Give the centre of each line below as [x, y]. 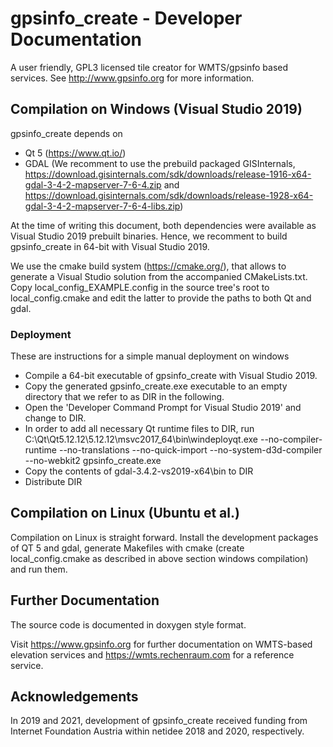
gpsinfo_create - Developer [126, 18]
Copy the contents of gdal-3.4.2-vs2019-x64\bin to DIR [139, 471]
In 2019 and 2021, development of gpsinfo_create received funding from [159, 721]
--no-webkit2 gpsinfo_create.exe [93, 461]
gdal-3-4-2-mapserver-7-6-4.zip [93, 184]
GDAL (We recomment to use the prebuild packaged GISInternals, [160, 163]
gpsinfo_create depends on [66, 133]
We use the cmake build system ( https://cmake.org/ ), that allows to [148, 266]
